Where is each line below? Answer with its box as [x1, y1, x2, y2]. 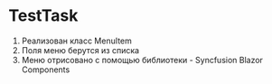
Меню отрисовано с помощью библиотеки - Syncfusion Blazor [21, 54, 264, 65]
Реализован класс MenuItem [21, 35, 133, 46]
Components [21, 64, 70, 75]
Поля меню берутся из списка [21, 44, 140, 55]
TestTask [8, 5, 79, 26]
